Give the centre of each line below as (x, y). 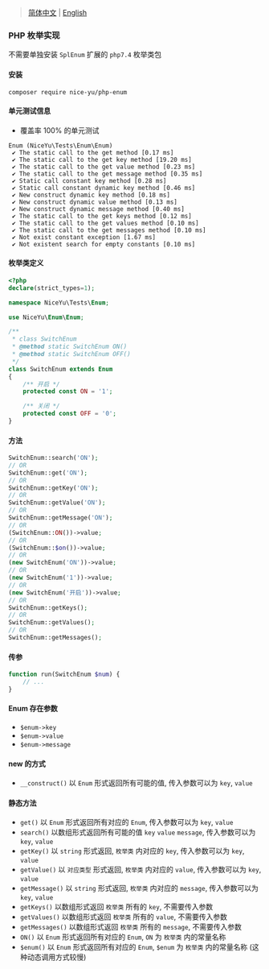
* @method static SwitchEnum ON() (69, 347)
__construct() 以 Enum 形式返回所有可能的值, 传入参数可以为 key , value (136, 783)
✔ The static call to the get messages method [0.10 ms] (109, 230)
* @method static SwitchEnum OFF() (71, 354)
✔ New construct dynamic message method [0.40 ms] (98, 209)
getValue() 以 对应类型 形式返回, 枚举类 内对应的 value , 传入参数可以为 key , (141, 870)
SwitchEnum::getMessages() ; (55, 638)
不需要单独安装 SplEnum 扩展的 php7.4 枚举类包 (85, 55)
